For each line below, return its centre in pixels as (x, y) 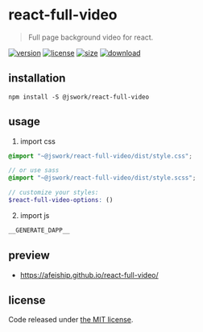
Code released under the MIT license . (71, 320)
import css (38, 141)
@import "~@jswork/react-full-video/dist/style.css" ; (101, 156)
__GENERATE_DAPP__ (39, 230)
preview (29, 256)
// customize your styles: (54, 193)
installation (37, 78)
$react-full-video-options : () (61, 200)
